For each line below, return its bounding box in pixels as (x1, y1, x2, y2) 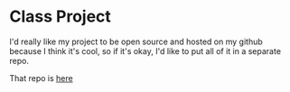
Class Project (9, 6, 111, 27)
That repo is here (9, 72, 74, 83)
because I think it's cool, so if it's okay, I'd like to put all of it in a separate (9, 45, 282, 56)
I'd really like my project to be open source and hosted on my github (9, 36, 264, 47)
